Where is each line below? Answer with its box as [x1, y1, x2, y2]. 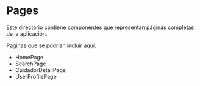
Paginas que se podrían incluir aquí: [6, 42, 96, 49]
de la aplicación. [6, 30, 48, 37]
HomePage [15, 53, 44, 61]
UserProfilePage [15, 73, 57, 80]
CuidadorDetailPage [15, 66, 66, 73]
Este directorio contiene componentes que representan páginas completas [6, 24, 195, 31]
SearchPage [15, 60, 46, 67]
